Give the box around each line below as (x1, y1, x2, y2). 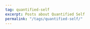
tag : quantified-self (5, 7, 50, 12)
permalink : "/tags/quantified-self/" (5, 16, 83, 21)
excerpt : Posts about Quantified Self (5, 12, 85, 17)
